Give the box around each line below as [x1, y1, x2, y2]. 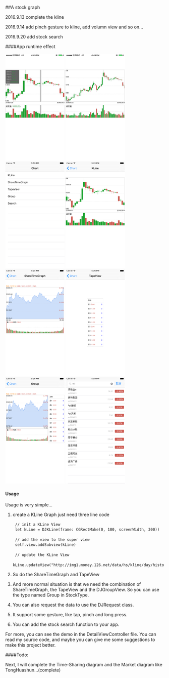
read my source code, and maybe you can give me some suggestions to [5, 636, 155, 643]
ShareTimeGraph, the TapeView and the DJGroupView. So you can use [12, 587, 160, 593]
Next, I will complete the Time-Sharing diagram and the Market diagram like [5, 662, 162, 668]
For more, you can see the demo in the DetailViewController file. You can [5, 631, 156, 637]
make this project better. [5, 642, 56, 648]
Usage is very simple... [5, 502, 53, 508]
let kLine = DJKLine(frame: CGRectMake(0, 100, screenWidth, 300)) [15, 527, 160, 532]
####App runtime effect [5, 44, 55, 50]
